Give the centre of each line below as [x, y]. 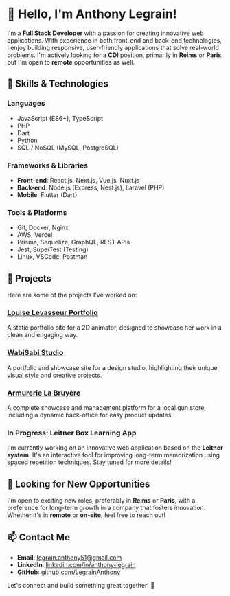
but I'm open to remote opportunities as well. [71, 62]
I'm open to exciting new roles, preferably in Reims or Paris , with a [101, 501]
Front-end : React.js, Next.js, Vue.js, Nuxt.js [78, 180]
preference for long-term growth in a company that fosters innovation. [106, 508]
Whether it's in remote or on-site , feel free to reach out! [87, 515]
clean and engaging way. [43, 335]
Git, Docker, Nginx [43, 228]
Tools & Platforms [37, 212]
